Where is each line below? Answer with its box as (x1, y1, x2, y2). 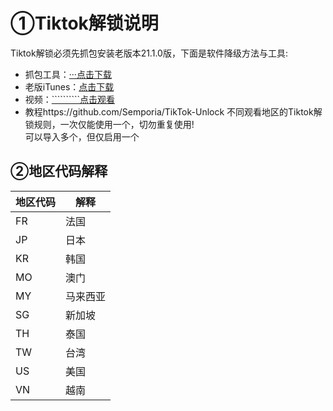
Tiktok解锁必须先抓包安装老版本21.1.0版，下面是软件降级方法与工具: (10, 47, 288, 59)
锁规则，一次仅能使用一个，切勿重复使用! (24, 118, 195, 130)
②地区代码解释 (10, 163, 108, 180)
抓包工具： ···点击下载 (24, 68, 112, 80)
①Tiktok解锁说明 (10, 12, 159, 35)
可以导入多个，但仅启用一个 (24, 130, 140, 143)
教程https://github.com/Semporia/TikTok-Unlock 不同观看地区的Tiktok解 (24, 105, 323, 118)
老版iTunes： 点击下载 (24, 80, 115, 93)
